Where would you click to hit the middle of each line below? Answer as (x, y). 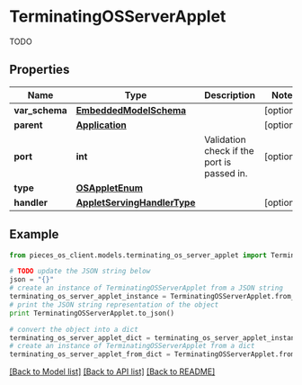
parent (28, 125)
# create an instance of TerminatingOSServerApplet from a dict (132, 346)
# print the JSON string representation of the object (114, 304)
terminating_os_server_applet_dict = (80, 338)
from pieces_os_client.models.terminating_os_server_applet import (138, 255)
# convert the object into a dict (74, 329)
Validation (225, 139)
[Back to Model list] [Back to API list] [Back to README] (112, 372)
